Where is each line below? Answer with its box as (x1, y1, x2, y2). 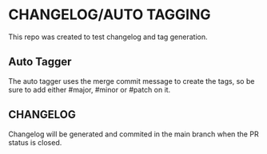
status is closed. (8, 137, 62, 147)
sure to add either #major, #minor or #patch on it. (8, 85, 171, 94)
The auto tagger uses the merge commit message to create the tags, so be (8, 76, 255, 85)
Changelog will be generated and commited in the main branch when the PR (8, 129, 259, 139)
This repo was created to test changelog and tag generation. (8, 32, 208, 41)
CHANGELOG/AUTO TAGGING (8, 6, 211, 24)
